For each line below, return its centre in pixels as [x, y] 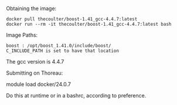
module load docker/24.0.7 [39, 84]
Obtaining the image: [31, 8]
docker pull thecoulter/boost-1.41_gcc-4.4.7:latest [72, 19]
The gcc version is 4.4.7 [35, 62]
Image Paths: [22, 35]
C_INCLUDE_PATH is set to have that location [62, 51]
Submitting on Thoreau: [35, 73]
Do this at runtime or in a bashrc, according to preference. [76, 95]
